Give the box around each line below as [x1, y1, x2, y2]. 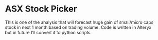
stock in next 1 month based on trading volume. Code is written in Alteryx [5, 24, 152, 30]
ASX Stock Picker [5, 3, 77, 14]
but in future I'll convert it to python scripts [5, 29, 91, 35]
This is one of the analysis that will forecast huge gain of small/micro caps [5, 19, 154, 25]
